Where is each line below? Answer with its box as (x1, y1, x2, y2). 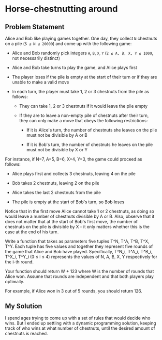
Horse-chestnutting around (5, 3, 118, 15)
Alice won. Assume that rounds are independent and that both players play (5, 274, 154, 279)
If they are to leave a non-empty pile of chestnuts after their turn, (19, 113, 149, 118)
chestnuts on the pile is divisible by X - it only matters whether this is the (5, 224, 150, 229)
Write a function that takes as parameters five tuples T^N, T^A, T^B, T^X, (5, 239, 149, 244)
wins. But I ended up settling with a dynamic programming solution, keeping (5, 320, 156, 326)
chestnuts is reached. (5, 330, 48, 336)
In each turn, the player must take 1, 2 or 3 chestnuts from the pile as (12, 89, 149, 94)
